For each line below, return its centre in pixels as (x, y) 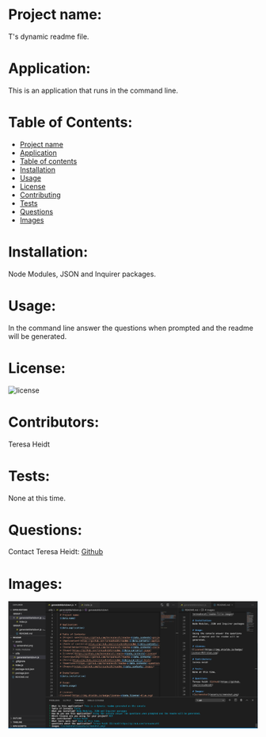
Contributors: (54, 422)
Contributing (40, 195)
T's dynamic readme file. (49, 36)
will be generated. (38, 336)
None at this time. (37, 498)
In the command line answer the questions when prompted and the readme (131, 328)
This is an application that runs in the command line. (93, 90)
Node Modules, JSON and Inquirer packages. (82, 274)
